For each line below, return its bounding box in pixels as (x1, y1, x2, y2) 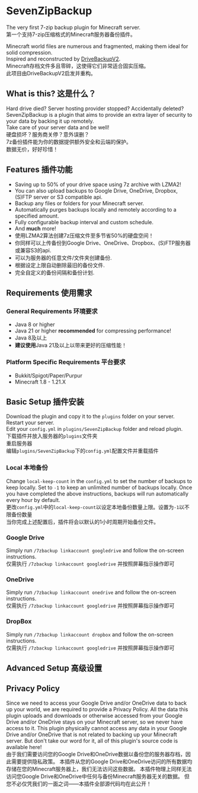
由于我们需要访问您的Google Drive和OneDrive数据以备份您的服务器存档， (6, 750, 186, 757)
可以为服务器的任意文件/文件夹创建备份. (14, 254, 112, 261)
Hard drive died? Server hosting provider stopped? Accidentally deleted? (6, 105, 184, 112)
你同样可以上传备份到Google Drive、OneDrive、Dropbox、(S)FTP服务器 (14, 239, 191, 247)
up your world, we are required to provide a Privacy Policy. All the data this (6, 705, 189, 712)
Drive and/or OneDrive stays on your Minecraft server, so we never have (6, 718, 183, 725)
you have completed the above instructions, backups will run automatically (6, 490, 189, 497)
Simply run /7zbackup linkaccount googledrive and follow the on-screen (6, 546, 184, 554)
